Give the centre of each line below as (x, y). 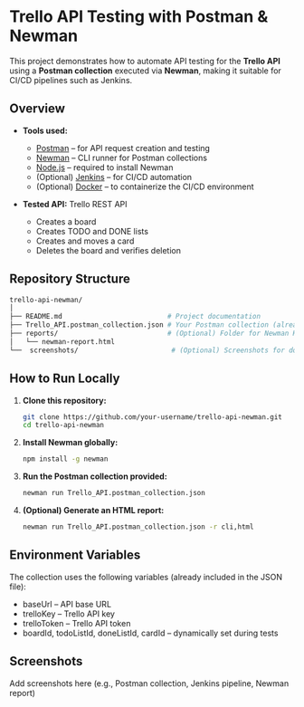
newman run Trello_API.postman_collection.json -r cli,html (138, 527)
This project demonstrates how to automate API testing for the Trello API (145, 61)
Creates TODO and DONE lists (92, 231)
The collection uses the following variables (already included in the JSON (146, 577)
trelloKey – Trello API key (69, 614)
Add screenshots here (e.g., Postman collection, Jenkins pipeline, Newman (149, 683)
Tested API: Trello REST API (75, 204)
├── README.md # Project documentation (135, 317)
